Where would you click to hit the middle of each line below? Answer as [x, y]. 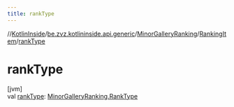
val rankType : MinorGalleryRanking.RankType [73, 96]
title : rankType [31, 14]
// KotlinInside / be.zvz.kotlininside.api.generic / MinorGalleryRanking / [103, 34]
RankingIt [213, 34]
